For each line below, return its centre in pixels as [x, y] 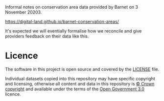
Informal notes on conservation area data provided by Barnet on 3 [72, 7]
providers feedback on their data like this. [47, 36]
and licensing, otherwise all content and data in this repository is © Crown [80, 84]
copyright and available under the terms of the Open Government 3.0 [75, 89]
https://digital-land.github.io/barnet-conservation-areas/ [62, 22]
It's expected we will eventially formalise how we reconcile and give [73, 31]
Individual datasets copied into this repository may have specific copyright [80, 78]
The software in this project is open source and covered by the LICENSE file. [82, 69]
